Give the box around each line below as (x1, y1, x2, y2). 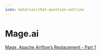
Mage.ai (5, 28, 39, 39)
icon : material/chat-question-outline (5, 7, 84, 12)
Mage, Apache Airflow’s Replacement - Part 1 (5, 44, 96, 50)
